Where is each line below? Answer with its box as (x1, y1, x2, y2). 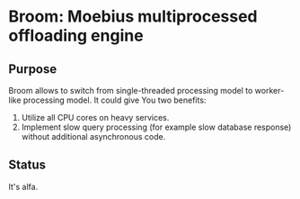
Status (8, 158, 47, 173)
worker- (254, 86, 285, 95)
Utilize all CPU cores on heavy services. (21, 113, 170, 122)
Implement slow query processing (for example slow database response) (21, 122, 292, 132)
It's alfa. (8, 181, 39, 192)
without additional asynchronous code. (21, 131, 166, 141)
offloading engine (8, 25, 145, 46)
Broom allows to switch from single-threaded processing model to (8, 86, 253, 95)
